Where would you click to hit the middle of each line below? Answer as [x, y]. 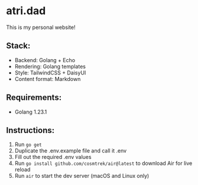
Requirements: [34, 98]
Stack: [18, 46]
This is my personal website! [41, 27]
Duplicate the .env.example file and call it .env [71, 151]
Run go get [28, 145]
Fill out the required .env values [53, 157]
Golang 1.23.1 [31, 112]
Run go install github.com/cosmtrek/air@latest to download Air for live [103, 163]
